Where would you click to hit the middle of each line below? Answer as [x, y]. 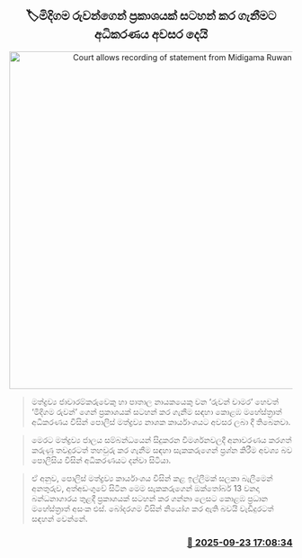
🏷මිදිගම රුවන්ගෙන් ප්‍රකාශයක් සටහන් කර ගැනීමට [151, 16]
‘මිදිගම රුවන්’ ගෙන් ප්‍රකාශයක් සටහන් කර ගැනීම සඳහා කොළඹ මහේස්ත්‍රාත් [156, 411]
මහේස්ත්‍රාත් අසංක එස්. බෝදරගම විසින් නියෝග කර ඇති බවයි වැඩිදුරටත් [152, 508]
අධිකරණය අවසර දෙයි [151, 35]
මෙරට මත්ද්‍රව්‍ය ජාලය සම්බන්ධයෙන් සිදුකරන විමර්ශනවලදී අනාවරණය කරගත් [161, 439]
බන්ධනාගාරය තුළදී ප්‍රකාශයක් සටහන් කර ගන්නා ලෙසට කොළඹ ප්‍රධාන [149, 498]
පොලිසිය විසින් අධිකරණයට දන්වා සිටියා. [101, 460]
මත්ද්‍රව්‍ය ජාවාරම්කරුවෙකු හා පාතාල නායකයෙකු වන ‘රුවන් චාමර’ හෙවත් [155, 401]
